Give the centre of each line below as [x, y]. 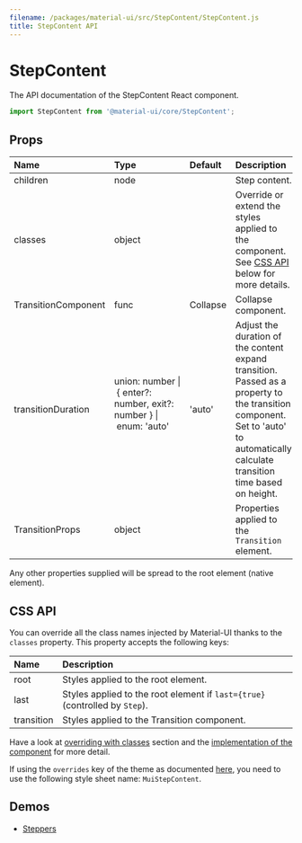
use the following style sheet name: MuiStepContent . [106, 778]
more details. [262, 285]
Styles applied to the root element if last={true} [164, 694]
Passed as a [261, 381]
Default [205, 165]
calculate [254, 460]
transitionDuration [52, 410]
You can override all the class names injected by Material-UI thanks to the [146, 632]
